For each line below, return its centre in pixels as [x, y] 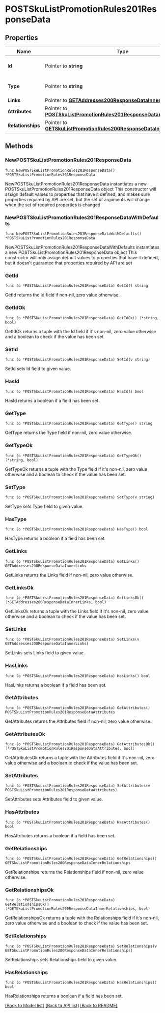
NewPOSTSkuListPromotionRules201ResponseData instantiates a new [76, 184]
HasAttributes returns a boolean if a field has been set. [60, 835]
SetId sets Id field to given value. [38, 368]
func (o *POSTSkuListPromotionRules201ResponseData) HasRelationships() [81, 982]
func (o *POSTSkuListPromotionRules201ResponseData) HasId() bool [74, 392]
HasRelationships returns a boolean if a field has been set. [64, 996]
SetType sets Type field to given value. [44, 506]
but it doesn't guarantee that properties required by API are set [69, 263]
